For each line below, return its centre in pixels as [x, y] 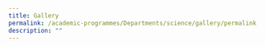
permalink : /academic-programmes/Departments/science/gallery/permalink [132, 23]
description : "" [35, 30]
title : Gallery [34, 16]
